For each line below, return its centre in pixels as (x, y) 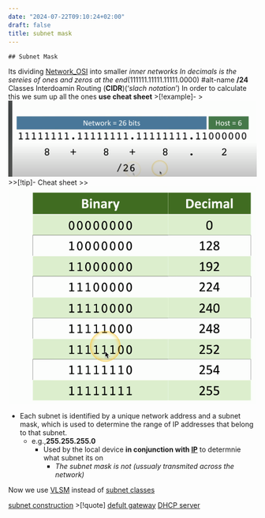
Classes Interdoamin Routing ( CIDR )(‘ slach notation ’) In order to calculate (127, 88)
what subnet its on (73, 457)
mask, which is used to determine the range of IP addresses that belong (136, 424)
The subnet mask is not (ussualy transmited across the (144, 466)
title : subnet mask (40, 33)
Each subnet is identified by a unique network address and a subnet (130, 415)
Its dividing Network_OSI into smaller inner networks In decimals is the (123, 72)
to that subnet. (43, 432)
